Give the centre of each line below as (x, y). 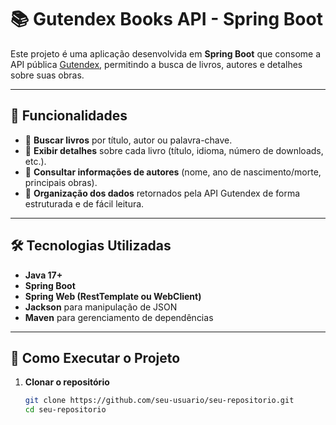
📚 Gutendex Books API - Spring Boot (166, 19)
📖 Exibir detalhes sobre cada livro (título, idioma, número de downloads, (174, 150)
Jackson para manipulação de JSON (101, 307)
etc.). (35, 161)
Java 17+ (43, 275)
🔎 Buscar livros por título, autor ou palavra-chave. (128, 140)
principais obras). (61, 182)
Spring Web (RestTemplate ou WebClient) (113, 296)
